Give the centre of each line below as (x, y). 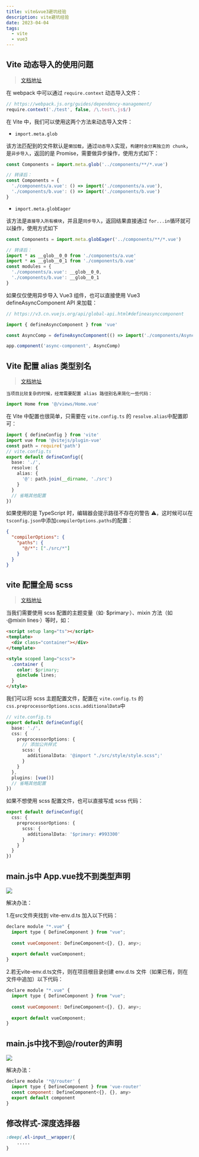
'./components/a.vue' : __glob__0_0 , (57, 272)
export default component (44, 1098)
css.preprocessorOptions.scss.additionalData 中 (66, 706)
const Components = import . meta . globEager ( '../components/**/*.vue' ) (94, 239)
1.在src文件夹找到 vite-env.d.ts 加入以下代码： (62, 915)
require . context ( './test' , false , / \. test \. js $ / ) (69, 109)
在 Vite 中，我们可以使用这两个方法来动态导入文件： (70, 122)
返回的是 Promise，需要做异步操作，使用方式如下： (97, 153)
